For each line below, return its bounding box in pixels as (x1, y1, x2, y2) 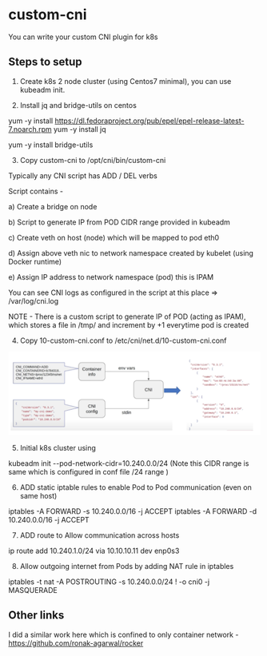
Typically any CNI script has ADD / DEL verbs (8, 170, 157, 181)
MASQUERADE (8, 586, 58, 595)
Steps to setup (8, 55, 82, 69)
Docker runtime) (8, 256, 62, 266)
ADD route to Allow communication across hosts (19, 531, 180, 540)
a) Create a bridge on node (8, 201, 98, 211)
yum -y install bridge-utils (8, 140, 94, 149)
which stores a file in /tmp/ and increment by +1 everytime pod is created (8, 320, 249, 329)
